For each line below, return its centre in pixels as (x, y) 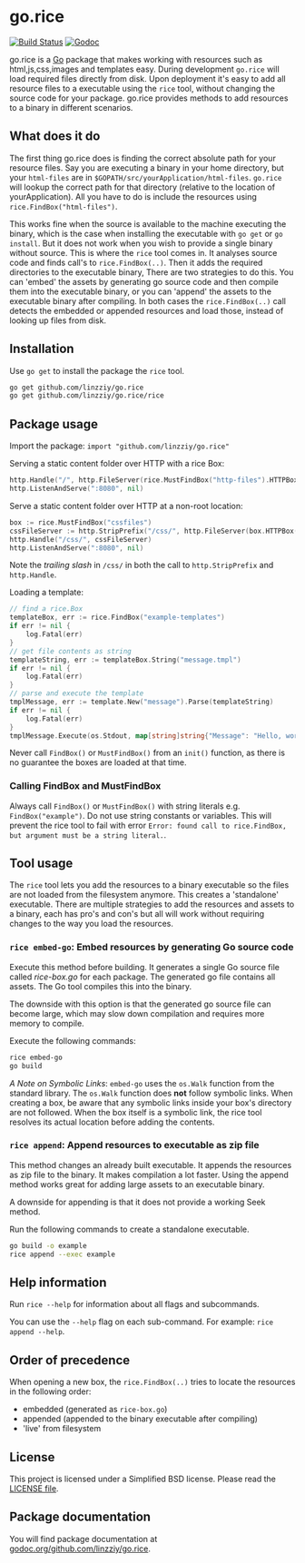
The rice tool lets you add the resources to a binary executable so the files (149, 885)
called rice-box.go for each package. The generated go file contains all (143, 977)
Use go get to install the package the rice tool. (97, 370)
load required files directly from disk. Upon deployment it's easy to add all (148, 78)
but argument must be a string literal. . (88, 835)
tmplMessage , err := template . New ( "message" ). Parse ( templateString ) (142, 702)
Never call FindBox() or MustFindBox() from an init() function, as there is (148, 753)
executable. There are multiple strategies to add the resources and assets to (152, 904)
